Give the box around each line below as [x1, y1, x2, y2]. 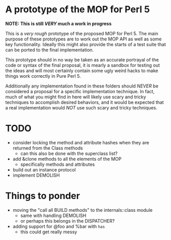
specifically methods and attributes [20, 161, 95, 167]
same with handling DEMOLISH [20, 212, 87, 219]
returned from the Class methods [12, 145, 83, 151]
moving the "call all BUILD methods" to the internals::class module [12, 207, 153, 213]
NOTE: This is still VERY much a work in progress [5, 20, 112, 27]
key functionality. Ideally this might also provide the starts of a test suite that [5, 41, 166, 47]
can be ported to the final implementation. [5, 47, 94, 53]
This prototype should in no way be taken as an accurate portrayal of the [5, 56, 159, 62]
